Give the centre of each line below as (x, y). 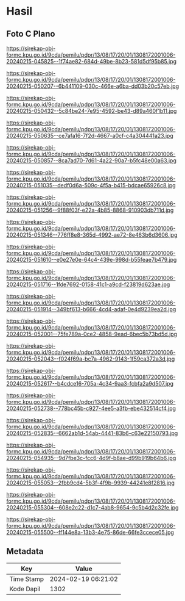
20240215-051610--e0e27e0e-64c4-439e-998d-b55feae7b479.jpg (92, 260)
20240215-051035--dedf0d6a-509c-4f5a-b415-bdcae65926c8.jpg (91, 185)
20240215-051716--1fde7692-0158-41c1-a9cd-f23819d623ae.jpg (88, 284)
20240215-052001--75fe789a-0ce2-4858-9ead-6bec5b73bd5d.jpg (92, 334)
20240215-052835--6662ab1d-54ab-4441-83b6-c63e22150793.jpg (92, 433)
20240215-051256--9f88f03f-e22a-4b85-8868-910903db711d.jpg (90, 210)
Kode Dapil (25, 589)
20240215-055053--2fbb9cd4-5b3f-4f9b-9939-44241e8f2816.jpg (91, 483)
